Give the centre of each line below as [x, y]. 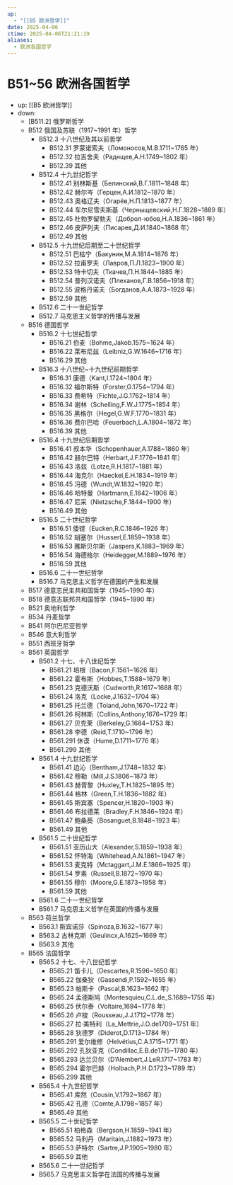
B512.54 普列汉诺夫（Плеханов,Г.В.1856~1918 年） [124, 280]
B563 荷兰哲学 [49, 917]
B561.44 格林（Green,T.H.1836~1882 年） [110, 794]
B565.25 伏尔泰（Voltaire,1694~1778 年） [109, 1006]
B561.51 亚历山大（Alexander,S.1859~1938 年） [118, 847]
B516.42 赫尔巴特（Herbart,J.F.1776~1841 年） [116, 457]
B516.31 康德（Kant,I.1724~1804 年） [102, 378]
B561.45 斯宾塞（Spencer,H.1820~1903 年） [113, 802]
